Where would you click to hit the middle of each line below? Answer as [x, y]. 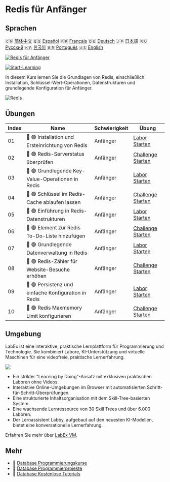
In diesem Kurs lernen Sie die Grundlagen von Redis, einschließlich [75, 77]
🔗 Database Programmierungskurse [50, 463]
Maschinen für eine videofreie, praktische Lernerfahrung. [65, 357]
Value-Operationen [50, 179]
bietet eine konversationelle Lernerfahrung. [57, 425]
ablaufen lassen [62, 202]
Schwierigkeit [111, 128]
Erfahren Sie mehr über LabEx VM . [41, 435]
